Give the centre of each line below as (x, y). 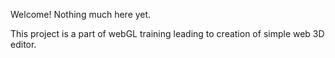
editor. (23, 44)
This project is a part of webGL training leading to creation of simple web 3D (167, 33)
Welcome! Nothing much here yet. (81, 14)
